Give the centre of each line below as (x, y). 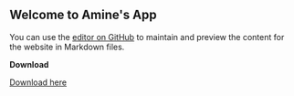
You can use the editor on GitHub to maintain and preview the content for (147, 37)
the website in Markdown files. (67, 47)
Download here (38, 82)
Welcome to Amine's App (83, 15)
